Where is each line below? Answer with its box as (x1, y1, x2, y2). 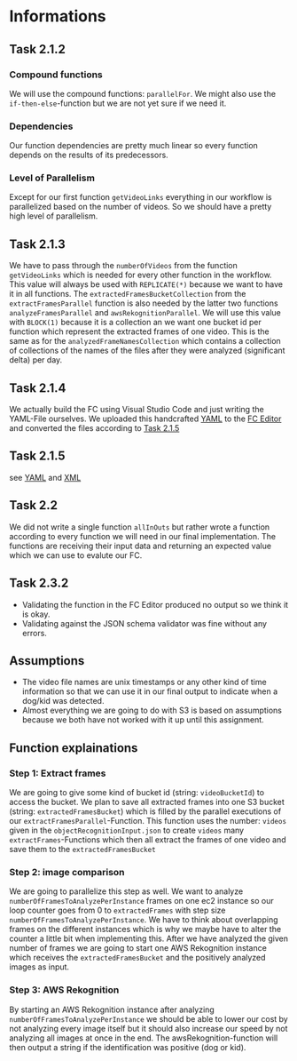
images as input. (9, 961, 69, 972)
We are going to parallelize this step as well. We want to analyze (9, 886, 244, 897)
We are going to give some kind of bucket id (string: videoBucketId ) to (9, 787, 264, 798)
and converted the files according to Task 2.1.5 (9, 423, 180, 434)
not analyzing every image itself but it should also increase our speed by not (9, 1023, 288, 1033)
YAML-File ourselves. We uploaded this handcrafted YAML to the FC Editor (9, 413, 282, 424)
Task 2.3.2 (9, 576, 69, 591)
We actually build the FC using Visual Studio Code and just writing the (9, 404, 264, 415)
